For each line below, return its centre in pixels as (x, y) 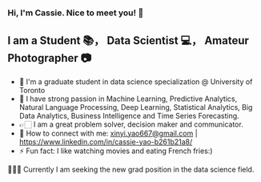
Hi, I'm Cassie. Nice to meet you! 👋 (76, 13)
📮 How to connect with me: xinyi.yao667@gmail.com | (108, 133)
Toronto (32, 90)
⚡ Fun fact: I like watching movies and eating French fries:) (116, 151)
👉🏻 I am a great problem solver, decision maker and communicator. (131, 124)
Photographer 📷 (50, 58)
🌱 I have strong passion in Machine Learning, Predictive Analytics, (128, 99)
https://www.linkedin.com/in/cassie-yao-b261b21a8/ (106, 142)
